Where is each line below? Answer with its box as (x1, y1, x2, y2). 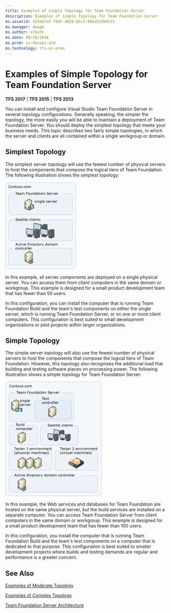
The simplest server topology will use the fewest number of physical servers (5, 161, 166, 167)
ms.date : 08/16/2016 (5, 35, 49, 40)
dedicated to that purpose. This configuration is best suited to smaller (5, 543, 152, 549)
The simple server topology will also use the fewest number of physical (5, 350, 155, 356)
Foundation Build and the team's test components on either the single (5, 305, 151, 311)
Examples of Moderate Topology (5, 582, 74, 589)
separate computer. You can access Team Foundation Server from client (5, 512, 157, 518)
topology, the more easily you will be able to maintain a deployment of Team (5, 116, 165, 123)
